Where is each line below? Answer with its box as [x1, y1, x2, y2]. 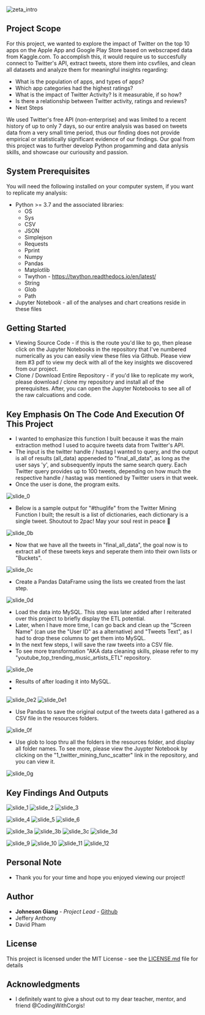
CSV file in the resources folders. [15, 715, 99, 722]
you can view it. [15, 758, 55, 765]
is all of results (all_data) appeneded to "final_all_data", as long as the [15, 455, 190, 462]
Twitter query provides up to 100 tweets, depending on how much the [15, 468, 192, 475]
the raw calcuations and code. [15, 392, 92, 399]
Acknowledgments [6, 979, 81, 989]
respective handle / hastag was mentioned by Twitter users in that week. [15, 474, 199, 482]
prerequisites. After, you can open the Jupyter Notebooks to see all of [15, 385, 192, 392]
